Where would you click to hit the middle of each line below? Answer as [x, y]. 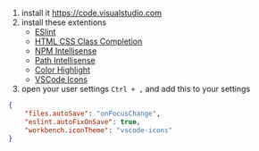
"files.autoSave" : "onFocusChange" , [93, 113]
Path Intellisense [65, 60]
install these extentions [64, 22]
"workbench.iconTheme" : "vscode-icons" [99, 130]
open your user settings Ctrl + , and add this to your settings [136, 89]
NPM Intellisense [66, 51]
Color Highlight [63, 70]
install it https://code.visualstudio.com [92, 13]
